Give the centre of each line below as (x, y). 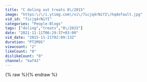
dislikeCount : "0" (24, 56)
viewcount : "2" (21, 47)
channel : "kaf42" (23, 61)
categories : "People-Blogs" (34, 24)
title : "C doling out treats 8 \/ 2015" (45, 10)
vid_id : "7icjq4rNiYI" (28, 19)
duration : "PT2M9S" (25, 42)
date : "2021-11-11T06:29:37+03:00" (42, 33)
